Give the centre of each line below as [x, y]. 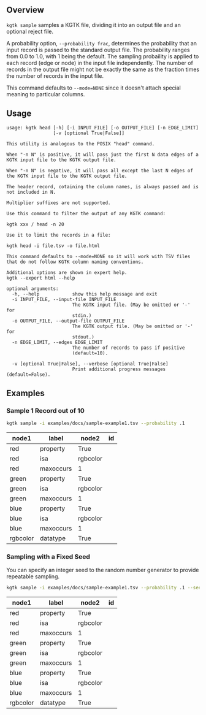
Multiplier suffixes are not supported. [59, 203]
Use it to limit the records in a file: [59, 235]
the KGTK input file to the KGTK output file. [67, 176]
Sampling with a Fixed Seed [48, 557]
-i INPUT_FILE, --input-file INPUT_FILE [64, 299]
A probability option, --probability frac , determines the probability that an [102, 43]
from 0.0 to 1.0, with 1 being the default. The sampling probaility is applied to [103, 56]
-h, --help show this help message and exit [85, 294]
